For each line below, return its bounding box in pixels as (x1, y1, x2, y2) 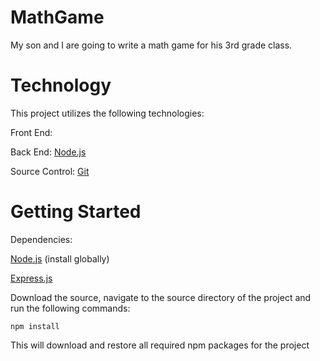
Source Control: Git (10, 165, 90, 177)
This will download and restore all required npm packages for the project (10, 339, 310, 351)
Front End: (10, 126, 53, 138)
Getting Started (10, 201, 142, 223)
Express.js (10, 272, 53, 284)
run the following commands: (10, 302, 131, 314)
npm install (10, 321, 60, 331)
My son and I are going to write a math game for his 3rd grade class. (10, 39, 293, 51)
